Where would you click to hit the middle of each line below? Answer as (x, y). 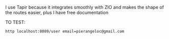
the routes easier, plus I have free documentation (57, 12)
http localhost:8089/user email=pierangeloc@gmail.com (65, 31)
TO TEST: (15, 22)
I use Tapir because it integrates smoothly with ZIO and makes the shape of (85, 7)
